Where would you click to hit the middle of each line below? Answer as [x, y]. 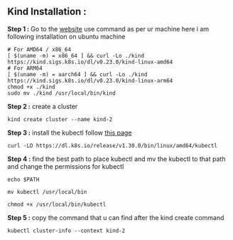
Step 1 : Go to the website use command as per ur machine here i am [108, 28]
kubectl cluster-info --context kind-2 [66, 231]
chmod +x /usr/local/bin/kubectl [57, 204]
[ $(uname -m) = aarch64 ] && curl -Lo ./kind [77, 74]
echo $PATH [23, 179]
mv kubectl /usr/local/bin [47, 192]
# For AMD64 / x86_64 [39, 49]
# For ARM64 [25, 68]
